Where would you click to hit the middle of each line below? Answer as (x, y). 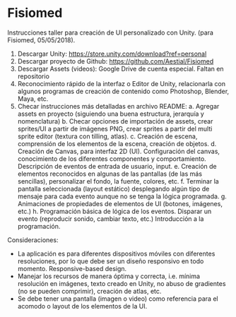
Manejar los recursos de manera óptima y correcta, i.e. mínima (108, 276)
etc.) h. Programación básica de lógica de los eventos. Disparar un (114, 211)
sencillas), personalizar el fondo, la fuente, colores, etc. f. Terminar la (118, 181)
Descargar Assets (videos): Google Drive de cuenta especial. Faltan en (120, 68)
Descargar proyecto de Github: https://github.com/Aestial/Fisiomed (116, 61)
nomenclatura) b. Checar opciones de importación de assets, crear (115, 121)
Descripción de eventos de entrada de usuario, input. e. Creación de (117, 166)
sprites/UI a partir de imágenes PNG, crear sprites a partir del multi (115, 128)
